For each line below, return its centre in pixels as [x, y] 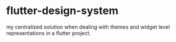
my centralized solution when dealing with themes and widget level [88, 27]
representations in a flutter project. [49, 33]
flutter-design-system [62, 11]
